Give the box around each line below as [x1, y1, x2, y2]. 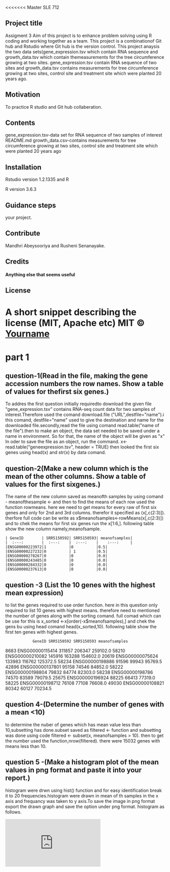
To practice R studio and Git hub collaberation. [5, 104, 103, 110]
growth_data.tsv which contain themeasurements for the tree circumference [5, 54, 164, 60]
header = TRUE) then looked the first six [75, 444, 159, 450]
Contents [5, 119, 36, 127]
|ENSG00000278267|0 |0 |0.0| [5, 554, 108, 559]
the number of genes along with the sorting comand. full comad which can [5, 613, 161, 619]
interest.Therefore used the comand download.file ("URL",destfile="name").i [5, 411, 164, 418]
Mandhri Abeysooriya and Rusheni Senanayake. [5, 242, 106, 248]
